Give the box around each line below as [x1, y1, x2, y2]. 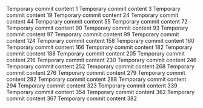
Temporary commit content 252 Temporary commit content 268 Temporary [6, 63, 195, 70]
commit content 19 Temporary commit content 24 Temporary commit [6, 11, 179, 19]
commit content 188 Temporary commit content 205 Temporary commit [6, 50, 185, 57]
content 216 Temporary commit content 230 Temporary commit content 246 [6, 57, 197, 63]
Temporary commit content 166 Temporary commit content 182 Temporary [6, 43, 193, 51]
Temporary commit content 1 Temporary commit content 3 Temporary [6, 5, 181, 12]
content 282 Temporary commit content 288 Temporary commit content [6, 75, 187, 83]
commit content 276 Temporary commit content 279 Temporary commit [6, 69, 185, 76]
